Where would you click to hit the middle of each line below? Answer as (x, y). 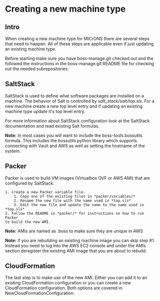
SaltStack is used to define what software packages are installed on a (75, 95)
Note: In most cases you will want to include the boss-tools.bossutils (74, 135)
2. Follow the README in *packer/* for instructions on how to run (75, 213)
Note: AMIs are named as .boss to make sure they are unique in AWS (74, 231)
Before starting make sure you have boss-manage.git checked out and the (79, 58)
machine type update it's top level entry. (45, 111)
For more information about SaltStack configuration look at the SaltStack (78, 121)
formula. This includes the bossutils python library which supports (71, 140)
